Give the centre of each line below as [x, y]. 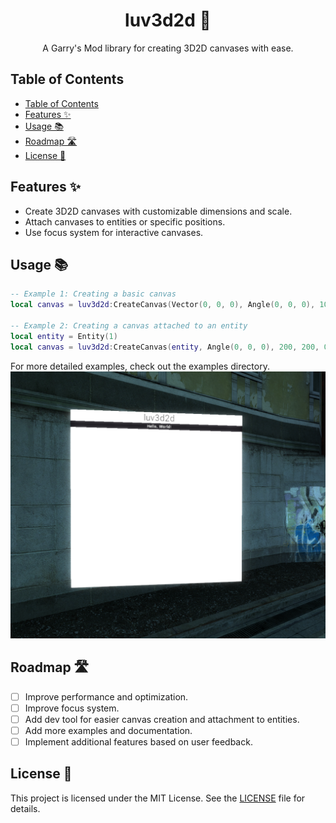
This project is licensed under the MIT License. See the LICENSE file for [158, 798]
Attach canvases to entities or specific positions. [125, 221]
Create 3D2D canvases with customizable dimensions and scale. [158, 211]
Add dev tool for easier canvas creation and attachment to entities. [162, 719]
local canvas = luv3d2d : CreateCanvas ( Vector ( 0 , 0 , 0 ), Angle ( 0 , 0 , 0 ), [163, 305]
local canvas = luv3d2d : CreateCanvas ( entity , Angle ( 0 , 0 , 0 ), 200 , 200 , [165, 347]
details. [25, 808]
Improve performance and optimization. [106, 696]
